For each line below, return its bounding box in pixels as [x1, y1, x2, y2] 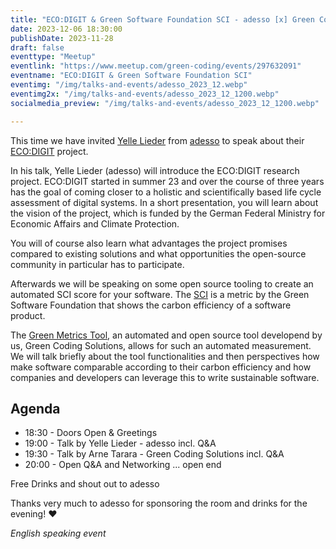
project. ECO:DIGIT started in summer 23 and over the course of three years [10, 175, 325, 187]
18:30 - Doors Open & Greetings [24, 427, 158, 439]
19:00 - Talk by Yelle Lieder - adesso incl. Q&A [24, 437, 217, 450]
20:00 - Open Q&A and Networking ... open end [24, 459, 222, 471]
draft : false [10, 42, 65, 53]
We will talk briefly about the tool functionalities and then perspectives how [10, 350, 320, 362]
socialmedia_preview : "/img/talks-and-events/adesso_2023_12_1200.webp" [10, 98, 320, 108]
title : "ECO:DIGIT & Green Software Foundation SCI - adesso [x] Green [10, 14, 315, 25]
